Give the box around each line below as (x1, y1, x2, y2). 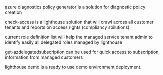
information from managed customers (5, 54, 83, 60)
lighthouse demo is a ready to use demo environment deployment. (5, 64, 142, 70)
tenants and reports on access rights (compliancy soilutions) (5, 24, 130, 30)
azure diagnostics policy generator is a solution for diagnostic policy (5, 4, 146, 10)
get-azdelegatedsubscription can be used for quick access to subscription (5, 49, 159, 55)
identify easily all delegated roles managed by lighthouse (5, 39, 122, 45)
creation (5, 9, 22, 15)
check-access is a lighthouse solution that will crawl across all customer (5, 19, 154, 25)
